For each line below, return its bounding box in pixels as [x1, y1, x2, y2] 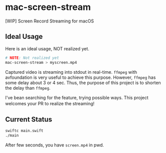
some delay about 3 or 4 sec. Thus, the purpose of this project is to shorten [5, 79, 161, 86]
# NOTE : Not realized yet [5, 55, 59, 60]
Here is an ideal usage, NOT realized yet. [5, 45, 89, 51]
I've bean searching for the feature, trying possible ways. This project [5, 94, 148, 101]
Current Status [5, 115, 52, 124]
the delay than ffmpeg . [5, 85, 51, 91]
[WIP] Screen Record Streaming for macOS [5, 18, 94, 24]
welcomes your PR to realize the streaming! [5, 100, 95, 106]
